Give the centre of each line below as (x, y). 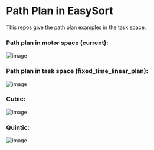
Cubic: (16, 99)
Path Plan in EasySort (60, 11)
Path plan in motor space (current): (57, 43)
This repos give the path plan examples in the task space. (76, 27)
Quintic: (18, 127)
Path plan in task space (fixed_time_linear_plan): (77, 71)
